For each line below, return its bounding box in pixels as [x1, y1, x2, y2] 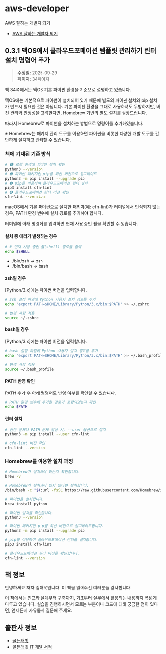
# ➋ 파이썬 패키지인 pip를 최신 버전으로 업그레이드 [5, 171, 97, 176]
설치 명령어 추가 [5, 56, 50, 65]
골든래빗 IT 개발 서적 [12, 644, 52, 650]
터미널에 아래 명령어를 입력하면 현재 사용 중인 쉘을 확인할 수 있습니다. [5, 221, 138, 227]
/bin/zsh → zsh [12, 258, 43, 263]
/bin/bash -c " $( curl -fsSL [5, 487, 63, 493]
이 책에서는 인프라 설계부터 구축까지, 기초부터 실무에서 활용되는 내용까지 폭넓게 [5, 595, 157, 601]
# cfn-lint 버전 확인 [5, 441, 45, 446]
